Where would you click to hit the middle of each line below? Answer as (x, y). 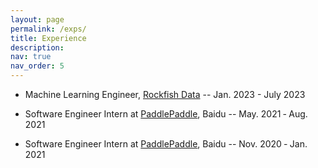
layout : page (37, 19)
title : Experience (48, 38)
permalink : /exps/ (48, 29)
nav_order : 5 (37, 66)
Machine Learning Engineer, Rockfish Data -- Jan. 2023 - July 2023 (165, 94)
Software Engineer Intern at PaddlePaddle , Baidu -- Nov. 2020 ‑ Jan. (166, 144)
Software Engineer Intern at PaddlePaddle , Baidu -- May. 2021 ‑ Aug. (166, 114)
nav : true (31, 57)
